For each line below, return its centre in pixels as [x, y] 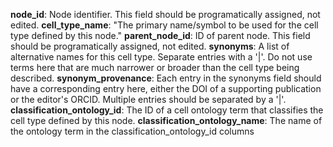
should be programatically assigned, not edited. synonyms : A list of [150, 46]
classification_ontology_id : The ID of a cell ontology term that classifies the [167, 110]
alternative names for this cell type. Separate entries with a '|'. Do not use [161, 57]
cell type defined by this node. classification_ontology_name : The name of [166, 120]
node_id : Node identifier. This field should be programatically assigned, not [165, 14]
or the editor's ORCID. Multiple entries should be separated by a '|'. [148, 99]
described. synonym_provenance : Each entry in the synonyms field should [166, 78]
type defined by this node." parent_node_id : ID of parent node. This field [160, 35]
